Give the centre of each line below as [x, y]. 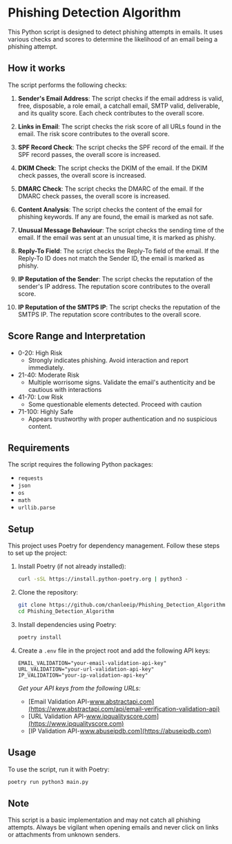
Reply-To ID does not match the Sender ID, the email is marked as [111, 258]
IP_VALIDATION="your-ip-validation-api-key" [83, 675]
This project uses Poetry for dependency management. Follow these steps [114, 546]
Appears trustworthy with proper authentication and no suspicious [123, 419]
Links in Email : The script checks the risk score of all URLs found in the [119, 126]
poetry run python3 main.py [48, 782]
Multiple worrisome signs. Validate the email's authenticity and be [122, 382]
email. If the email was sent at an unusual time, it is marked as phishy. [117, 237]
